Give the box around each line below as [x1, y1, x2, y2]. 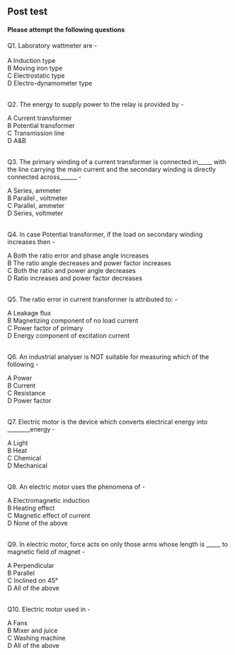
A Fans [7, 618, 28, 627]
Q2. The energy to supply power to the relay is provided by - [7, 100, 184, 108]
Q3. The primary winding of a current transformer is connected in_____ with [7, 157, 227, 166]
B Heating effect [7, 504, 55, 512]
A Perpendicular [7, 561, 55, 569]
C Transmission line [7, 129, 65, 137]
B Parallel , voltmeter [7, 194, 68, 202]
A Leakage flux [7, 308, 52, 317]
